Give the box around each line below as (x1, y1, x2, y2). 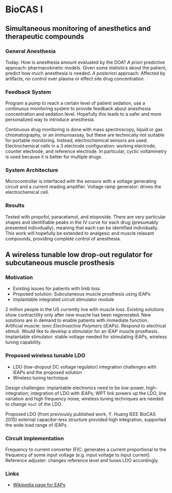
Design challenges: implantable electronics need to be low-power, (5, 385, 145, 391)
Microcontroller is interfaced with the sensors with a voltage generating (5, 178, 157, 185)
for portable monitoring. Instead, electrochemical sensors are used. (5, 137, 148, 143)
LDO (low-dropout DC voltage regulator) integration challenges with (12, 363, 157, 370)
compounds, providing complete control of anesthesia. (5, 235, 122, 242)
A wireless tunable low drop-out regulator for (5, 250, 153, 259)
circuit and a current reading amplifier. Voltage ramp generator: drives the (5, 184, 162, 190)
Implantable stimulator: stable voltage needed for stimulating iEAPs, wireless (5, 334, 167, 340)
